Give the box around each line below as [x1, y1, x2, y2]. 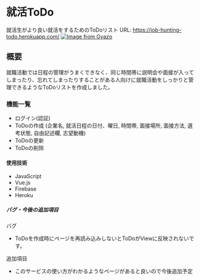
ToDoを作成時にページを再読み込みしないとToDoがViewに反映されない [14, 235, 189, 242]
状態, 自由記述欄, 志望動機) [20, 129, 86, 137]
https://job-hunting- [133, 26, 182, 33]
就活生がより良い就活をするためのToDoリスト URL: [6, 26, 132, 33]
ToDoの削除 [14, 144, 44, 152]
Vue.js [14, 179, 31, 186]
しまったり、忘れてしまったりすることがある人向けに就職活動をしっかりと [6, 76, 189, 83]
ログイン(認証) [14, 114, 51, 122]
